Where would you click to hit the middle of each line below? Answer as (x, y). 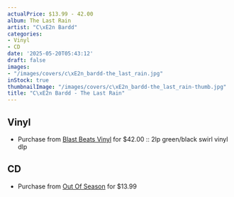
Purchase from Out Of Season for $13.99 (77, 186)
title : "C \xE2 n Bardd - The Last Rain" (66, 93)
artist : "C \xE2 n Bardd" (43, 27)
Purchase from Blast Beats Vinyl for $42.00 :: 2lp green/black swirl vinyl (123, 139)
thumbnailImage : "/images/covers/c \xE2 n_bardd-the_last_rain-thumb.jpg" (117, 87)
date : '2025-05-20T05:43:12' (50, 54)
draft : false (27, 60)
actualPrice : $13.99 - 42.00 (50, 14)
